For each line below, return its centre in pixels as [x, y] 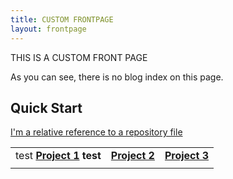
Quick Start [46, 107]
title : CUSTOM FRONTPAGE [62, 19]
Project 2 [132, 156]
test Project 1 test [58, 156]
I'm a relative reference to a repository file [96, 132]
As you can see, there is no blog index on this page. [117, 77]
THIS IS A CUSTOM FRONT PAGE [79, 57]
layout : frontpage [48, 29]
